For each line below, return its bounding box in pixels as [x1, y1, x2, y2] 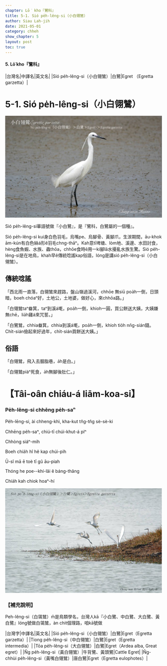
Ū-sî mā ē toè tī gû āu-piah [5, 458, 60, 464]
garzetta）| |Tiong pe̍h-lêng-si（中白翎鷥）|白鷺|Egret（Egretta [5, 637, 135, 643]
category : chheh [5, 29, 39, 34]
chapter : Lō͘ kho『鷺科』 [5, 8, 56, 13]
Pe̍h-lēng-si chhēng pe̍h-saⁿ [5, 406, 76, 413]
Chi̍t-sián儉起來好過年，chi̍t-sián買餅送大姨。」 [5, 328, 101, 334]
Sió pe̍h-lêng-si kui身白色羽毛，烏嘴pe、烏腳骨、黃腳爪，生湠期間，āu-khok [5, 233, 162, 239]
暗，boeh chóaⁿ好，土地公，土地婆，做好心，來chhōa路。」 [5, 295, 127, 300]
